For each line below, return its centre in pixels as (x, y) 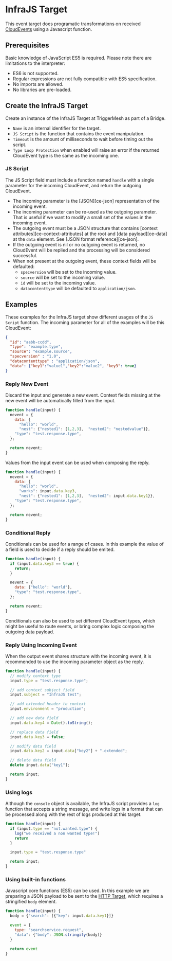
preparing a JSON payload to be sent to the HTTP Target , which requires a (84, 896)
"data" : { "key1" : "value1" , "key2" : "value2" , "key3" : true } (73, 366)
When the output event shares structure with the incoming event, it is (78, 656)
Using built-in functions (35, 880)
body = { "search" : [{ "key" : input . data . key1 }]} (62, 916)
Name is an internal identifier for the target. (57, 128)
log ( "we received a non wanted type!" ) (57, 833)
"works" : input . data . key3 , (48, 491)
